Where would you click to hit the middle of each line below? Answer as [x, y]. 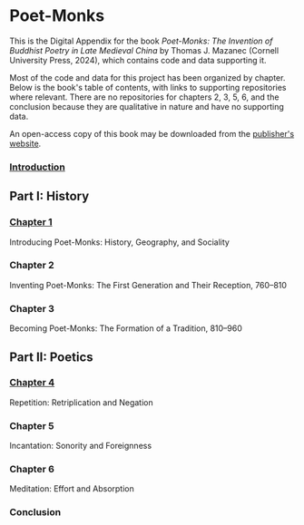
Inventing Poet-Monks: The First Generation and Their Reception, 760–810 [148, 285]
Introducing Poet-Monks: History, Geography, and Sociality [119, 242]
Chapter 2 [32, 266]
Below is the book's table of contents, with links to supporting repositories [148, 87]
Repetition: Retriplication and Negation [81, 402]
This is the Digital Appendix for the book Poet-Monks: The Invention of [141, 41]
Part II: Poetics [51, 357]
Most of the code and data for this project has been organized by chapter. [147, 77]
